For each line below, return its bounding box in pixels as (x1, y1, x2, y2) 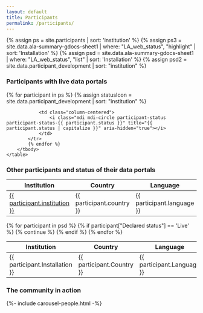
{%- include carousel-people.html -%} (6, 300, 103, 307)
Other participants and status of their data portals (6, 166, 156, 174)
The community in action (6, 286, 82, 294)
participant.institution (9, 199, 69, 207)
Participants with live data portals (6, 77, 108, 86)
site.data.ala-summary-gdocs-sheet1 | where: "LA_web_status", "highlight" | (6, 43, 196, 50)
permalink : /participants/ (6, 20, 74, 26)
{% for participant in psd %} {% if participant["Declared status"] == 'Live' (6, 222, 189, 229)
